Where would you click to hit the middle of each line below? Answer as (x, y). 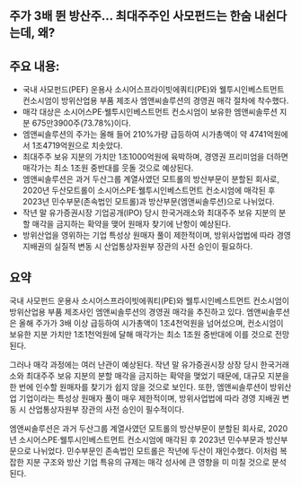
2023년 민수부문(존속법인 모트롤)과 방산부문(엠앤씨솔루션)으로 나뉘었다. (149, 202)
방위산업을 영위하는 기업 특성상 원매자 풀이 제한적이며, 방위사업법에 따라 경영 (157, 235)
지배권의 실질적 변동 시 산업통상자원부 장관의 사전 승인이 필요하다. (137, 247)
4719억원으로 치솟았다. (83, 145)
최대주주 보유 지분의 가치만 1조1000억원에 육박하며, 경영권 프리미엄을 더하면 (155, 157)
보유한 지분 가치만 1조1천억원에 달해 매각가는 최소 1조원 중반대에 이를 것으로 (141, 335)
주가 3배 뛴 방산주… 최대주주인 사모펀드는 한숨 (130, 16)
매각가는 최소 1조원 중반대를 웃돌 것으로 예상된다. (108, 168)
